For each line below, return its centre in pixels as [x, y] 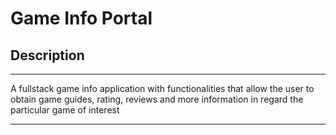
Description [47, 55]
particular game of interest [65, 110]
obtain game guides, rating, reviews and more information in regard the [157, 99]
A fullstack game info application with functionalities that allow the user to [162, 88]
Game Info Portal [81, 18]
